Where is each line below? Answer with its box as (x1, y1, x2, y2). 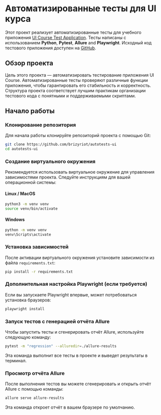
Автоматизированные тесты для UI (5, 3, 157, 14)
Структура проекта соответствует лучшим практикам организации (5, 87, 146, 93)
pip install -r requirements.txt (5, 269, 73, 274)
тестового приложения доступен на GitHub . (5, 45, 96, 51)
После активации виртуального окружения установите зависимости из (5, 255, 155, 260)
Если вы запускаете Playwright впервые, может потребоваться (5, 292, 137, 297)
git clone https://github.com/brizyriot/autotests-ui (5, 142, 117, 147)
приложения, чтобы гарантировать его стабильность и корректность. (5, 82, 151, 88)
